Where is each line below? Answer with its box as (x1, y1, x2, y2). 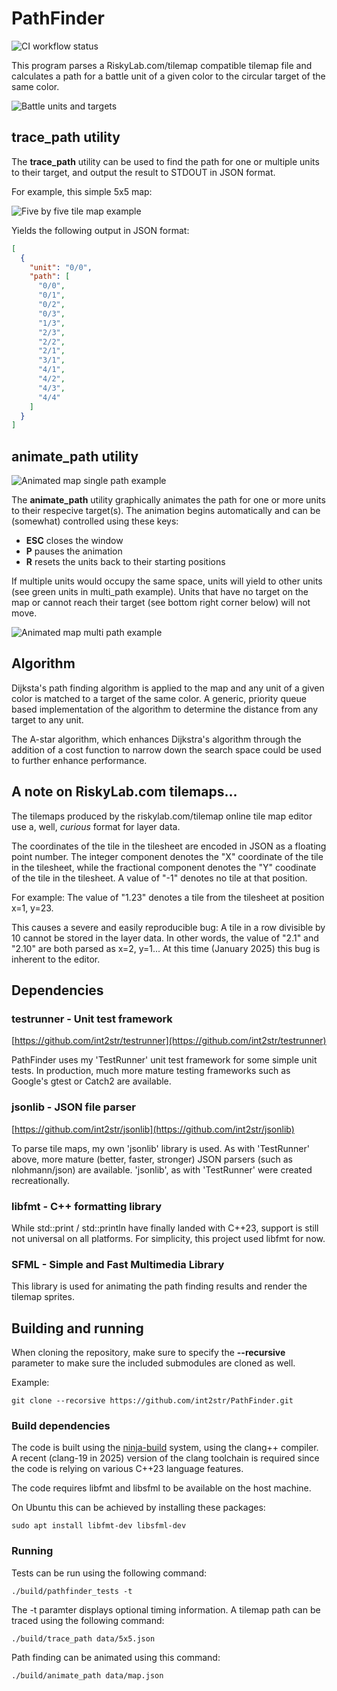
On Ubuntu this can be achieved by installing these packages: (11, 1502, 266, 1514)
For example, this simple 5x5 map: (11, 185, 153, 197)
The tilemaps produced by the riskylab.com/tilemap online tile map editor (11, 810, 313, 822)
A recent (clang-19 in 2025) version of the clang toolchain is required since (11, 1452, 320, 1464)
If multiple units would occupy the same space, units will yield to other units (11, 575, 323, 587)
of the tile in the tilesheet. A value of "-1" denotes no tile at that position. (11, 872, 308, 884)
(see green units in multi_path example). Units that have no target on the (11, 586, 309, 598)
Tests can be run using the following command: (11, 1567, 208, 1579)
